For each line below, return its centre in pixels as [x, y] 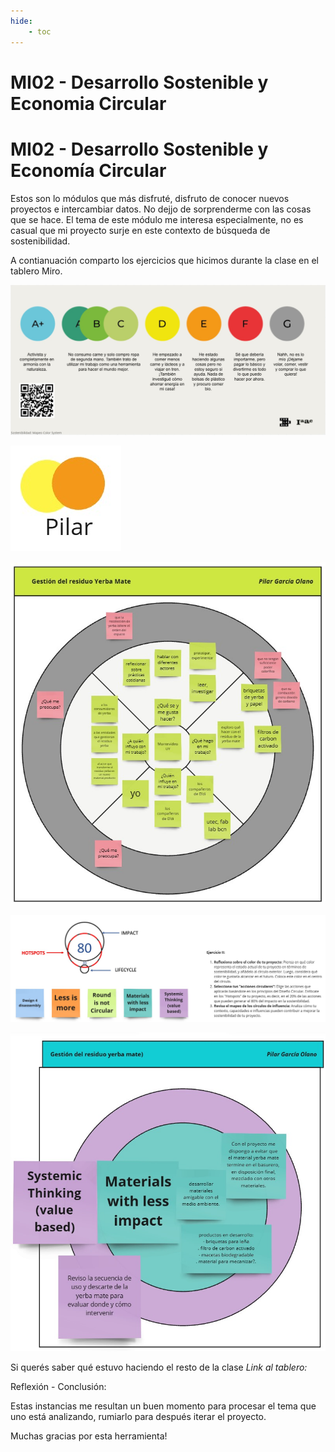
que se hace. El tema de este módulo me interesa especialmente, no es [157, 219]
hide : [21, 21]
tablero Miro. [36, 271]
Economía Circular [88, 170]
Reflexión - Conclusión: [58, 1386]
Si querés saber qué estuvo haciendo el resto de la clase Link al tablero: [159, 1367]
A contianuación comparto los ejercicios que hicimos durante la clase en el [164, 260]
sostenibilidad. [40, 241]
